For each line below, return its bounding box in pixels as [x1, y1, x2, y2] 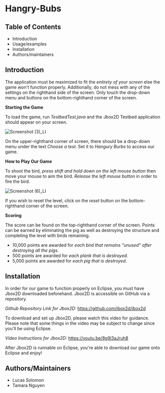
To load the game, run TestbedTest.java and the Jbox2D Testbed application [5, 114, 161, 120]
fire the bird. [5, 178, 31, 184]
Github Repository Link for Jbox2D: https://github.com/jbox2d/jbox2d [5, 305, 146, 311]
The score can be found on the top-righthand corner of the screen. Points [5, 222, 155, 228]
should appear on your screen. [5, 119, 67, 125]
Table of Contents [5, 23, 62, 31]
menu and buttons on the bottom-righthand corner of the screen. [5, 94, 137, 100]
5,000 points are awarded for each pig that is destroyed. [12, 258, 127, 263]
